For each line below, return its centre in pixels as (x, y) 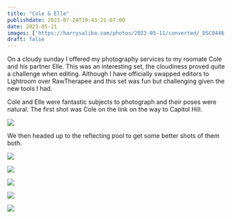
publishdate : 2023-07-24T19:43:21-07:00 (66, 20)
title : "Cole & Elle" (38, 14)
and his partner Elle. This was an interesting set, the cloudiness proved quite (116, 67)
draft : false (26, 40)
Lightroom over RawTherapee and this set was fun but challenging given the (116, 81)
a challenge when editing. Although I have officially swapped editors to (108, 74)
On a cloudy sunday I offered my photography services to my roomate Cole (115, 59)
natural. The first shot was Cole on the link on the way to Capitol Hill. (105, 109)
